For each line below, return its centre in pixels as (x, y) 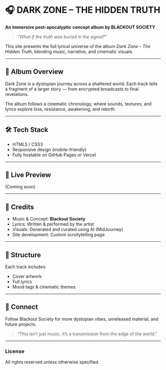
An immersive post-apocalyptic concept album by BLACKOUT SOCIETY (80, 27)
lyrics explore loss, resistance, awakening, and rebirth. (61, 109)
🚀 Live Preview (28, 175)
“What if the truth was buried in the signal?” (62, 37)
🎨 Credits (20, 207)
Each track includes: (26, 267)
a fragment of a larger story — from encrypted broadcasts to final (72, 89)
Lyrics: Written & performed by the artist (53, 224)
